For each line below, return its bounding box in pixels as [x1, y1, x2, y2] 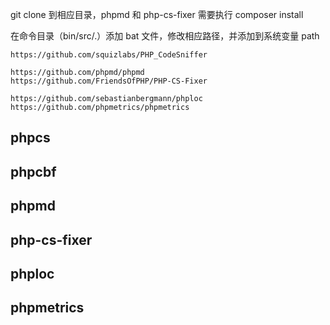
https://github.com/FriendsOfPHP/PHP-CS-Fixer [10, 76, 208, 86]
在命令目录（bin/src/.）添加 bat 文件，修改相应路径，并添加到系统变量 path [10, 30, 320, 42]
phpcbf [10, 163, 57, 180]
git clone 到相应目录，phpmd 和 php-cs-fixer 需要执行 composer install [10, 9, 304, 20]
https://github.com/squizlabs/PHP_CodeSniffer [10, 50, 208, 60]
